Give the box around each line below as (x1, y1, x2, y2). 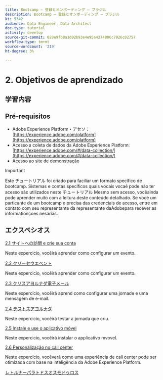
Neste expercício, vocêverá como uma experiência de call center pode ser (5, 354, 157, 360)
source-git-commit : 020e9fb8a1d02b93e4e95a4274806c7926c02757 (5, 35, 136, 40)
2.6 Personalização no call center (5, 344, 73, 350)
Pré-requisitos (5, 112, 51, 121)
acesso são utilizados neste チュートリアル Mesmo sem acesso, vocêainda (5, 189, 159, 195)
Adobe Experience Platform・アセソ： (12, 126, 90, 132)
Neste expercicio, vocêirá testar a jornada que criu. (5, 315, 110, 322)
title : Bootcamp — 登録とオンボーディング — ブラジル (5, 7, 107, 12)
